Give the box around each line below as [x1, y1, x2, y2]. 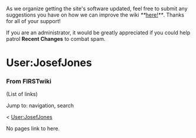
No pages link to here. [6, 125, 60, 132]
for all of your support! [6, 18, 61, 24]
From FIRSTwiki [6, 77, 52, 85]
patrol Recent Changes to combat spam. [6, 36, 106, 42]
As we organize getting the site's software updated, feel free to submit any [6, 5, 188, 12]
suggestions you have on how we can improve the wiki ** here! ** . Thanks [6, 11, 185, 18]
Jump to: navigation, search [6, 102, 74, 109]
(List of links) [6, 91, 38, 98]
